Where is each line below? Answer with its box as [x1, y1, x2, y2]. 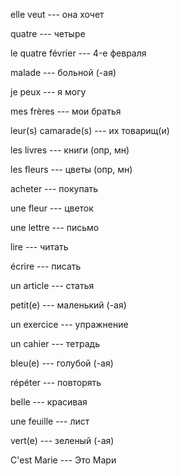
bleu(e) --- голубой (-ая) [10, 357, 114, 369]
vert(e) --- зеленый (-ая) [10, 435, 115, 446]
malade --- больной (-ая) [10, 67, 117, 78]
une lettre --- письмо [10, 222, 100, 233]
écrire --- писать [10, 260, 82, 272]
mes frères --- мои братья [10, 105, 122, 117]
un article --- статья [10, 280, 95, 291]
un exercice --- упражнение [10, 319, 129, 330]
